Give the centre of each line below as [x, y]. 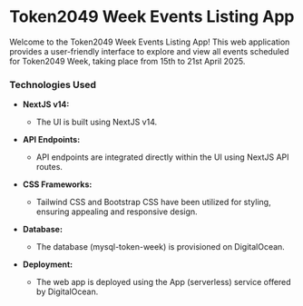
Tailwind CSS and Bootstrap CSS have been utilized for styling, [153, 202]
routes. [49, 167]
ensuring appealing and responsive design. [117, 212]
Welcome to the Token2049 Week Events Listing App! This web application [150, 42]
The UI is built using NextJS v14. [97, 122]
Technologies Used [53, 84]
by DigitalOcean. [67, 291]
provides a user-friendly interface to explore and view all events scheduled [149, 51]
